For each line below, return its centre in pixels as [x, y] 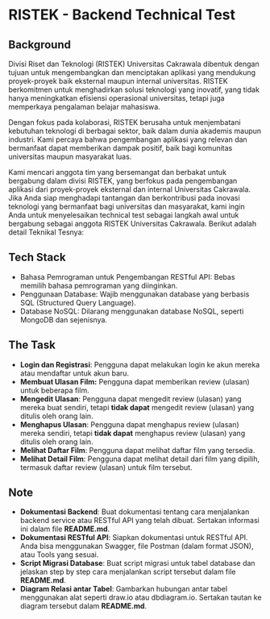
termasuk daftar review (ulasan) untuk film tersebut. [106, 467]
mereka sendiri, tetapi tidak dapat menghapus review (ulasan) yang [133, 433]
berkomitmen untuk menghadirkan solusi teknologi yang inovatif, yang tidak [134, 89]
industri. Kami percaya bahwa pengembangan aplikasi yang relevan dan [128, 139]
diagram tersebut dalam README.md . [83, 606]
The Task [32, 345]
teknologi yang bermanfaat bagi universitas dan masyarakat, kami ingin [127, 206]
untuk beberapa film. [55, 390]
